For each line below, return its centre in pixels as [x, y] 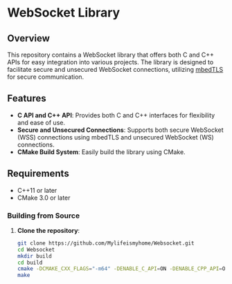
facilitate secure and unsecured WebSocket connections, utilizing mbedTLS [115, 69]
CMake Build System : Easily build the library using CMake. [101, 152]
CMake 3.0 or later [44, 198]
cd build [30, 263]
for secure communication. [46, 77]
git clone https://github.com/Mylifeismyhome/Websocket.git [106, 243]
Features [27, 98]
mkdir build [34, 256]
